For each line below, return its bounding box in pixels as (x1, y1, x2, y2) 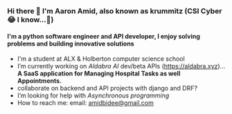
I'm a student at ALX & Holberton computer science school (17, 55, 185, 63)
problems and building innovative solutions (7, 39, 134, 48)
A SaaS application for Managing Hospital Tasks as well (17, 69, 181, 78)
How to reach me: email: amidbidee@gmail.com (17, 99, 154, 107)
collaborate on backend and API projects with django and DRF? (17, 84, 198, 93)
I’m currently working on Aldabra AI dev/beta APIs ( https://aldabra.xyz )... (17, 62, 226, 70)
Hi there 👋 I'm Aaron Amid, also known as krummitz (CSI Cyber (7, 6, 222, 16)
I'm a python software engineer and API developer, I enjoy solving (7, 32, 201, 40)
